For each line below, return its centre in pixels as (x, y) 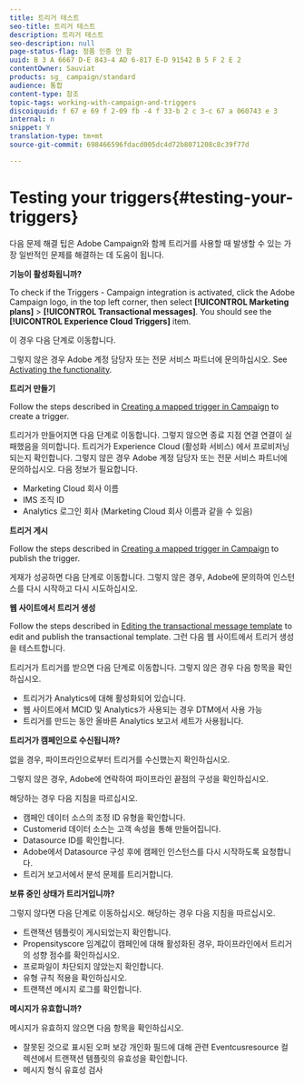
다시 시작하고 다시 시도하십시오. (82, 588)
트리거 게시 (29, 530)
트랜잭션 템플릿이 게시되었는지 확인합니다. (97, 932)
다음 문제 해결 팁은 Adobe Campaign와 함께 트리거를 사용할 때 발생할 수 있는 (146, 243)
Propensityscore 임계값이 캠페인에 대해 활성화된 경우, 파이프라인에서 (145, 943)
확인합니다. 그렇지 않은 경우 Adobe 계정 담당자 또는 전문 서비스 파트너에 (160, 457)
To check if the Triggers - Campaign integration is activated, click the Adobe (152, 292)
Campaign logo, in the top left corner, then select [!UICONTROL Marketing (149, 302)
